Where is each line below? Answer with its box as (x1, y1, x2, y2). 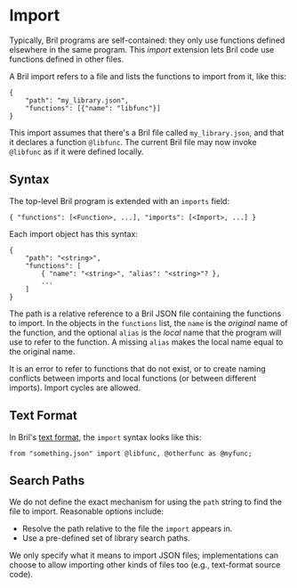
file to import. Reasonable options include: (9, 506, 165, 517)
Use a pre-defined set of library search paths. (21, 533, 190, 543)
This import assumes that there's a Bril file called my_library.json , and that (9, 127, 285, 138)
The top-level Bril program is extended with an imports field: (9, 195, 229, 206)
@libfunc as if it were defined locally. (9, 146, 144, 157)
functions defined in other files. (9, 53, 124, 64)
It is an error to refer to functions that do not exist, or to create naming (9, 363, 267, 374)
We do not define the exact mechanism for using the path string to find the (9, 496, 283, 508)
